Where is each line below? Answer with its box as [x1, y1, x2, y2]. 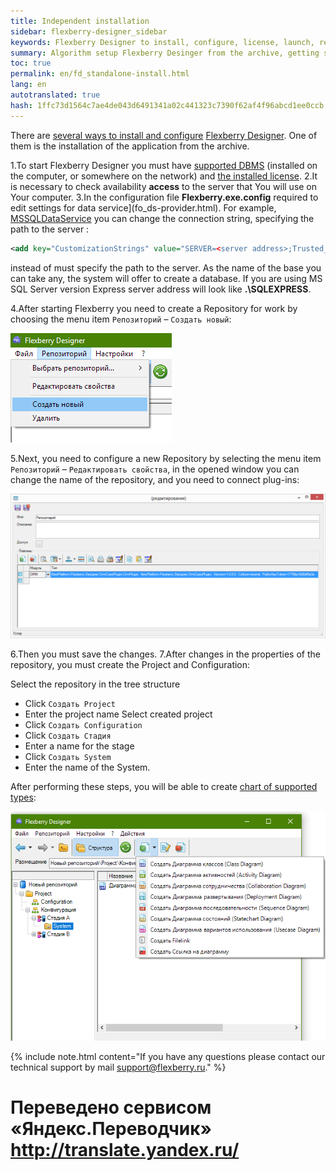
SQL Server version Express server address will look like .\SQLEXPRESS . [10, 283, 312, 295]
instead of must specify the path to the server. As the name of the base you [10, 261, 322, 274]
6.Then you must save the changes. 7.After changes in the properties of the [10, 648, 321, 660]
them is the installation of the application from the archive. [10, 140, 250, 152]
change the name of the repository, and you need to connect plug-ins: [10, 473, 300, 485]
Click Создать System [24, 750, 112, 762]
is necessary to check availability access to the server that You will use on [10, 180, 318, 192]
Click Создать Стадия [24, 729, 112, 741]
